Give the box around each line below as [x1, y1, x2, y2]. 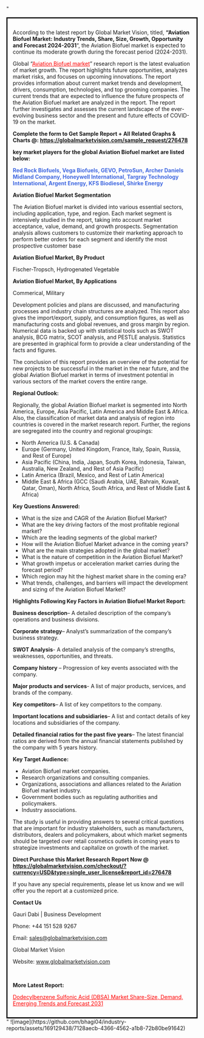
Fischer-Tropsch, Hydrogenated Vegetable [13, 266, 120, 273]
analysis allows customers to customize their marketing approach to [13, 229, 183, 236]
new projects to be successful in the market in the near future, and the [13, 365, 189, 372]
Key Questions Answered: [13, 503, 80, 510]
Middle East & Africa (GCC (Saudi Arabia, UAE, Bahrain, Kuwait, [21, 478, 180, 485]
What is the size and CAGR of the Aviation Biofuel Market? [21, 514, 167, 522]
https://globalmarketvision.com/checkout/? [13, 862, 127, 869]
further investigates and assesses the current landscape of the [13, 105, 170, 112]
